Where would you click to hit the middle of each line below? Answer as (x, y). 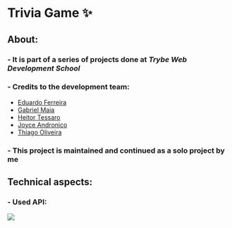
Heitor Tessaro (39, 117)
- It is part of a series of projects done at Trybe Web (97, 59)
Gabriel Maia (36, 110)
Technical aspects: (50, 182)
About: (23, 39)
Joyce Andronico (42, 125)
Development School (44, 68)
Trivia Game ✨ (50, 13)
